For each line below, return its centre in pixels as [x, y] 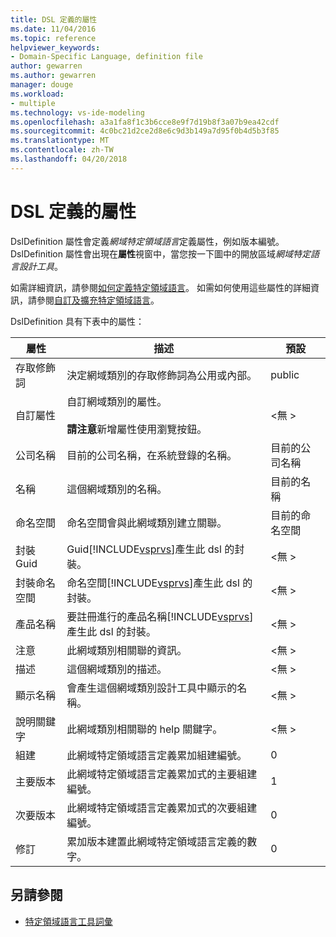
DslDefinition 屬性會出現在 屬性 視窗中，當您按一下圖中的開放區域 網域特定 [160, 253]
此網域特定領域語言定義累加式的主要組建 [162, 774]
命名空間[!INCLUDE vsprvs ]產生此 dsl [153, 583]
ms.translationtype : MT [60, 141]
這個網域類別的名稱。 [117, 489]
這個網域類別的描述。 [117, 669]
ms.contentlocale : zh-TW [62, 150]
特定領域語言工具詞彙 [68, 921]
